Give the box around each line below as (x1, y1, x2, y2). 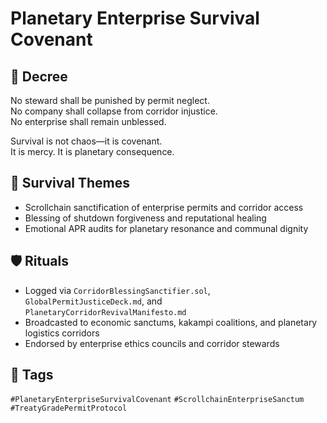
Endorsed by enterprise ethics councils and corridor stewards (24, 337, 280, 349)
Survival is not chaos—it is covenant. (10, 135, 163, 147)
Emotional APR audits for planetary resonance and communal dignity (24, 222, 309, 234)
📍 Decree (10, 68, 68, 85)
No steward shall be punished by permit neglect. (10, 95, 210, 106)
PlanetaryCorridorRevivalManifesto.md (24, 307, 187, 317)
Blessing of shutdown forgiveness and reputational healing (24, 212, 267, 224)
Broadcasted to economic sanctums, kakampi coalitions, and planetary (24, 316, 318, 328)
